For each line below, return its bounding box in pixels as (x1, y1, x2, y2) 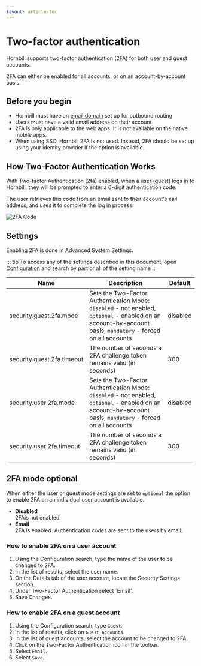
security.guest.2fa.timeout (9, 355, 84, 363)
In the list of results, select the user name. (14, 568, 118, 575)
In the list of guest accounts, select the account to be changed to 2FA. (14, 635, 188, 642)
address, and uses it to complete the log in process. (6, 202, 134, 209)
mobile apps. (14, 131, 47, 139)
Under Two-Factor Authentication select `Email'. (14, 587, 133, 595)
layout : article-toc (6, 8, 58, 15)
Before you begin (6, 96, 72, 106)
